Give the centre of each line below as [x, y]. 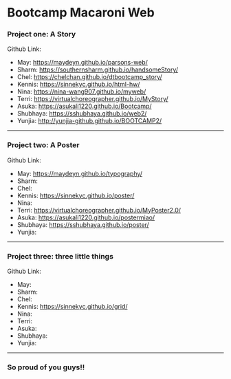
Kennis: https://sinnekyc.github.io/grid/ [72, 307]
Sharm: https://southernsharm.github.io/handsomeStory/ [98, 69]
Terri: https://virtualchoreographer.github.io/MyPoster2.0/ [99, 210]
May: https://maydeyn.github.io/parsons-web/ [82, 63]
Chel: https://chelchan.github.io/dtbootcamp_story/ [90, 77]
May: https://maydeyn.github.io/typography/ [80, 173]
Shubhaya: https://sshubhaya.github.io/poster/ [83, 224]
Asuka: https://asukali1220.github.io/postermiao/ [86, 217]
